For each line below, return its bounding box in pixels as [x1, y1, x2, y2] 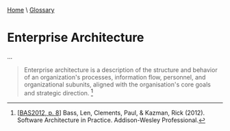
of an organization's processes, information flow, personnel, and [23, 73, 206, 81]
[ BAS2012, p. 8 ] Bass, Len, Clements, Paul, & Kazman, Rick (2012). [16, 108, 205, 117]
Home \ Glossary [7, 6, 55, 14]
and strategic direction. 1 [23, 87, 94, 97]
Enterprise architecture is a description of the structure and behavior [23, 65, 218, 74]
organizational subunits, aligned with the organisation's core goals [23, 80, 211, 88]
